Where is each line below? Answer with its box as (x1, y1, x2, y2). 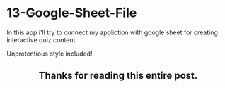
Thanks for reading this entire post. (38, 70, 198, 82)
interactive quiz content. (6, 35, 78, 44)
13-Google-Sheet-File (6, 5, 137, 21)
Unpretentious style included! (6, 49, 93, 58)
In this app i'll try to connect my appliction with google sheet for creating (6, 28, 219, 37)
